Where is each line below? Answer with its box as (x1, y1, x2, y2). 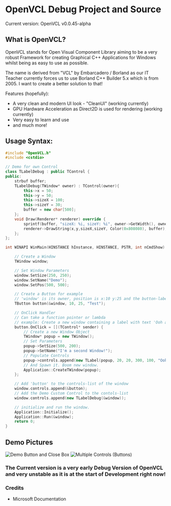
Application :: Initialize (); (14, 409, 74, 415)
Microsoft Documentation (12, 496, 66, 502)
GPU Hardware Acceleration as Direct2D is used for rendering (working (12, 106, 163, 112)
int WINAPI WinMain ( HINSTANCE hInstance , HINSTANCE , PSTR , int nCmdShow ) (5, 245, 165, 250)
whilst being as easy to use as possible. (5, 60, 89, 66)
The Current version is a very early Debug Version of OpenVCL (5, 464, 163, 471)
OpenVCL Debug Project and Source (5, 4, 161, 15)
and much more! (12, 122, 47, 128)
